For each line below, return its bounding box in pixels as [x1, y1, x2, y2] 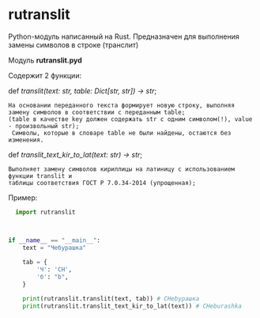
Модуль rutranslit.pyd [8, 55, 83, 65]
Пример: [8, 192, 38, 203]
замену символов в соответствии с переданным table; [8, 108, 186, 116]
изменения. [8, 136, 44, 144]
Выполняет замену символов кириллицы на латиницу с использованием [8, 165, 236, 173]
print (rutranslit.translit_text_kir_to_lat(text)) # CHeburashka [22, 302, 243, 310]
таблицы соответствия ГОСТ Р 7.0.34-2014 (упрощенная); [8, 179, 196, 187]
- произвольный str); [8, 122, 80, 130]
